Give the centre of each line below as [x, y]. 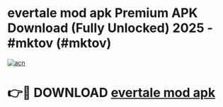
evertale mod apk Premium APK [103, 13]
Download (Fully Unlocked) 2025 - [110, 28]
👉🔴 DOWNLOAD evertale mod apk [111, 93]
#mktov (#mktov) [59, 43]
